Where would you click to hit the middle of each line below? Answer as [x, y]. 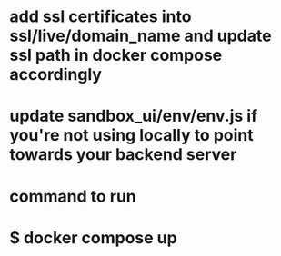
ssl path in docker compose [116, 55]
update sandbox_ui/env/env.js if [134, 116]
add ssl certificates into [100, 17]
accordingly [56, 75]
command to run [73, 196]
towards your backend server [123, 155]
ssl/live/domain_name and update [140, 36]
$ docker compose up [93, 237]
